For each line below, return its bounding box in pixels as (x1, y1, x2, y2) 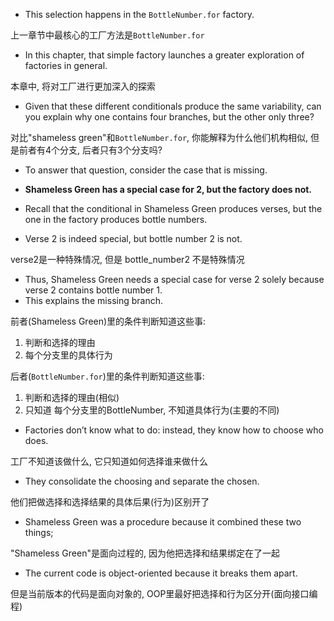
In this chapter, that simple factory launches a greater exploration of (24, 49, 305, 61)
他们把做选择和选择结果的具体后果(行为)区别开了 (10, 496, 210, 508)
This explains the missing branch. (24, 295, 163, 306)
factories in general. (24, 60, 108, 71)
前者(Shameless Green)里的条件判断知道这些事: (10, 315, 207, 327)
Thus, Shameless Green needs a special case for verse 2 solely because (24, 274, 325, 285)
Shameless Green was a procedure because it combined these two (24, 516, 302, 528)
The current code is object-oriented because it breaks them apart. (24, 567, 298, 579)
